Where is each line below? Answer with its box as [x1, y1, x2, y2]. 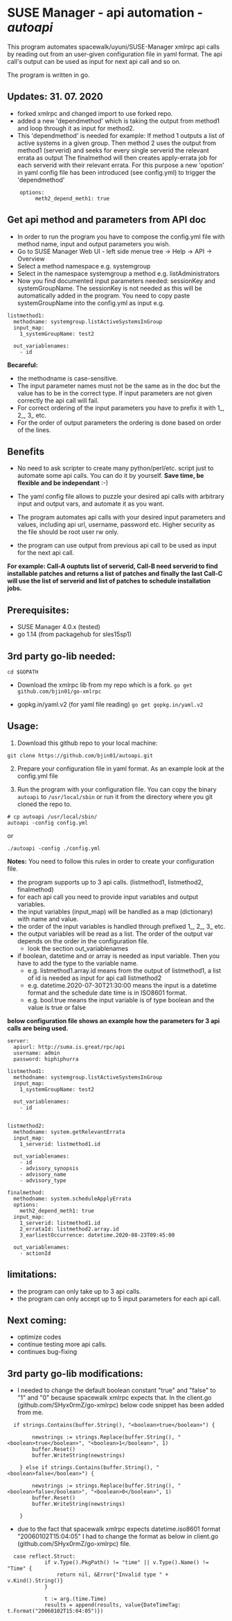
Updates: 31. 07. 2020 [7, 91, 104, 103]
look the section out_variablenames [27, 944, 129, 952]
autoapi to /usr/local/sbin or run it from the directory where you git [17, 792, 213, 800]
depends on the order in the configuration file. [17, 936, 149, 945]
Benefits [7, 445, 45, 457]
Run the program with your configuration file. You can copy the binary [17, 785, 217, 794]
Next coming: [7, 1314, 67, 1326]
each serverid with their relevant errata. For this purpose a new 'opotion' [17, 161, 224, 169]
